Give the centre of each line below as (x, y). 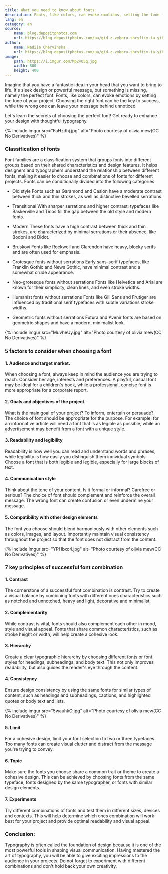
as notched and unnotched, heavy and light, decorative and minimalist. (78, 601)
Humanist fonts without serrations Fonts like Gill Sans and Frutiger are (84, 297)
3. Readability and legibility (34, 440)
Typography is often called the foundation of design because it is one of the (83, 845)
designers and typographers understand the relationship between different (82, 170)
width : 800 (25, 66)
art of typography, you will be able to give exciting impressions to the (76, 855)
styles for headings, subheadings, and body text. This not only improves (79, 662)
